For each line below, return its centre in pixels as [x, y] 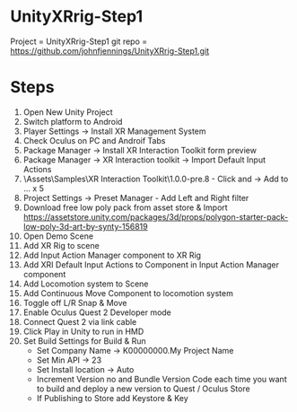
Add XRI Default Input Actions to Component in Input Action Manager [151, 264]
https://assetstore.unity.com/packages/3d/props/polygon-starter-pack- [156, 216]
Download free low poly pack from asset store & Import [125, 207]
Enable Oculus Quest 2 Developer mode [97, 312]
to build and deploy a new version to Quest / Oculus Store [143, 389]
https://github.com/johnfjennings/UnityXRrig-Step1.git [110, 50]
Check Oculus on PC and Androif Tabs [94, 140]
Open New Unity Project [68, 112]
